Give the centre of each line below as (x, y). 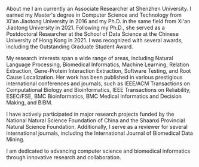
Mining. (16, 139)
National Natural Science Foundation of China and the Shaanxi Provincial (96, 120)
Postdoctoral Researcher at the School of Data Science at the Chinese (93, 34)
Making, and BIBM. (29, 103)
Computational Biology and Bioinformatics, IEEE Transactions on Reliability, (99, 90)
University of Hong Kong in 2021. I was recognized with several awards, (95, 40)
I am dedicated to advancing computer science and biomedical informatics (98, 151)
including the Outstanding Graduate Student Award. (70, 47)
